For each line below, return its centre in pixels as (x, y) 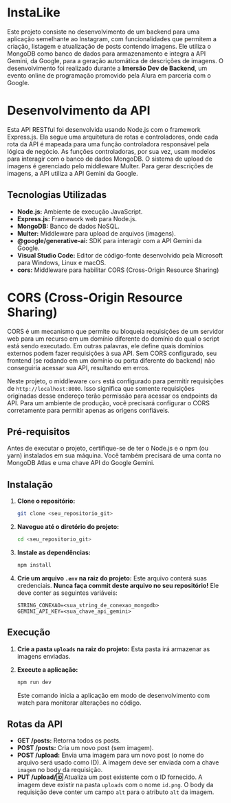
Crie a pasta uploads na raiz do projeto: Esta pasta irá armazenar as (113, 649)
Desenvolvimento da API (79, 111)
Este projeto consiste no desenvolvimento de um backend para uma (103, 32)
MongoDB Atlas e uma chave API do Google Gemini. (81, 463)
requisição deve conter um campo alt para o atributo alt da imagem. (115, 792)
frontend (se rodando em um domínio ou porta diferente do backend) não (111, 360)
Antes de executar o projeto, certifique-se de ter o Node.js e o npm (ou (108, 449)
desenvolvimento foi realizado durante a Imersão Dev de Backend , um (107, 68)
